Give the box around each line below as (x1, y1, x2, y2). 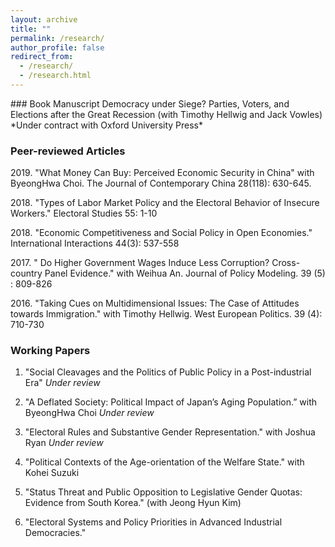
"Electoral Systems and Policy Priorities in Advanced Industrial (24, 516, 283, 528)
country (10, 267, 43, 280)
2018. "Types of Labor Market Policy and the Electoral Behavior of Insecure (10, 197, 320, 209)
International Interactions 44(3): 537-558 (10, 237, 180, 250)
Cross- (271, 257, 301, 269)
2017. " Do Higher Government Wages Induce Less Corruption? (10, 257, 270, 269)
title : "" (10, 24, 52, 34)
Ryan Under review (24, 437, 104, 449)
